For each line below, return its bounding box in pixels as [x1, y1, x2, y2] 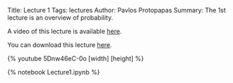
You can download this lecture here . [7, 41, 112, 49]
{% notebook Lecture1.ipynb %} [7, 68, 100, 76]
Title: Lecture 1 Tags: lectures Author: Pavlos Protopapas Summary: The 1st [7, 6, 226, 14]
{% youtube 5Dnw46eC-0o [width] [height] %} [7, 54, 145, 63]
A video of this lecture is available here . [7, 27, 122, 35]
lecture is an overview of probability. [7, 13, 114, 22]
